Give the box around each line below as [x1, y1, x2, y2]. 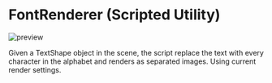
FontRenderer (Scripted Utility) [8, 6, 221, 24]
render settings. [8, 64, 62, 74]
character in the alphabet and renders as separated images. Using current [8, 56, 257, 66]
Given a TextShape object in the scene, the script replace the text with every [8, 48, 264, 57]
